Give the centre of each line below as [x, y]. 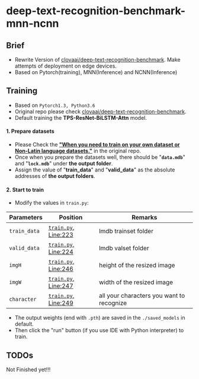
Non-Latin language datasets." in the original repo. [78, 151]
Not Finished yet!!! [28, 370]
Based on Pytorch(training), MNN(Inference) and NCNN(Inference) [96, 72]
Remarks [144, 218]
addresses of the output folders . [55, 176]
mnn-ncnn [33, 23]
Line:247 [61, 286]
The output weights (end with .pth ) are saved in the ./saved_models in [100, 318]
